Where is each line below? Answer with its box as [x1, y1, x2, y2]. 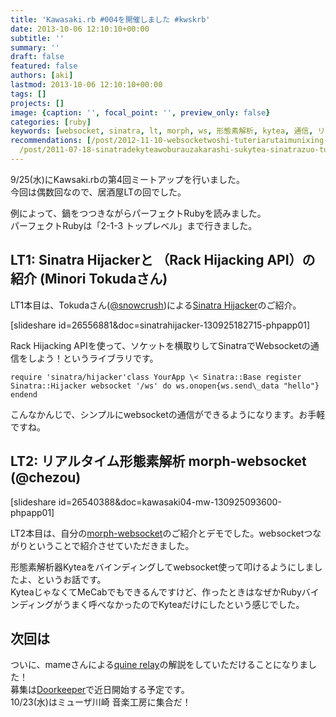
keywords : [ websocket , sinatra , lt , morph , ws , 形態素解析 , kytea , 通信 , [10, 126, 314, 136]
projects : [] [10, 98, 65, 108]
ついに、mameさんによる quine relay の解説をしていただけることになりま [10, 659, 309, 671]
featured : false [10, 61, 78, 71]
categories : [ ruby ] [10, 117, 92, 127]
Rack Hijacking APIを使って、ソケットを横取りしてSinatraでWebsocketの [10, 339, 311, 351]
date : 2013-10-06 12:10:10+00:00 [10, 24, 150, 34]
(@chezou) [10, 469, 82, 486]
